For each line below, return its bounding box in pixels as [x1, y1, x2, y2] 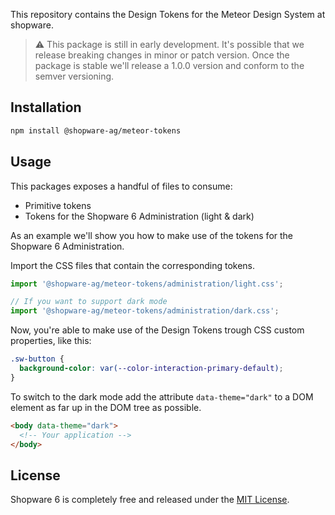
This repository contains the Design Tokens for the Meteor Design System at [10, 9, 326, 20]
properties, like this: [10, 335, 92, 347]
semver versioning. [34, 70, 115, 82]
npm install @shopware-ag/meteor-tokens [10, 125, 182, 136]
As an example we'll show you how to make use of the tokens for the [10, 229, 294, 241]
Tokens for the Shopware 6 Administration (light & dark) [24, 210, 255, 222]
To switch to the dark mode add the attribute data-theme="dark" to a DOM [10, 390, 314, 403]
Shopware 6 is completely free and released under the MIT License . [10, 494, 290, 506]
